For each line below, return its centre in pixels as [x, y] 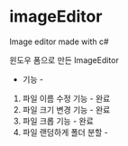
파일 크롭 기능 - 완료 [58, 121]
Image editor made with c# [59, 41]
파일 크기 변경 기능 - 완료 [66, 109]
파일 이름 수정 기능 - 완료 [66, 98]
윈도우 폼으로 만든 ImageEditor [64, 59]
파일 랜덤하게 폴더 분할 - [65, 132]
